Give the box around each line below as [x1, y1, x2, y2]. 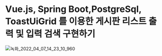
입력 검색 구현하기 [25, 28, 96, 39]
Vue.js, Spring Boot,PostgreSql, [5, 3, 142, 15]
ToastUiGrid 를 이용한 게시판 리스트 [5, 16, 147, 27]
